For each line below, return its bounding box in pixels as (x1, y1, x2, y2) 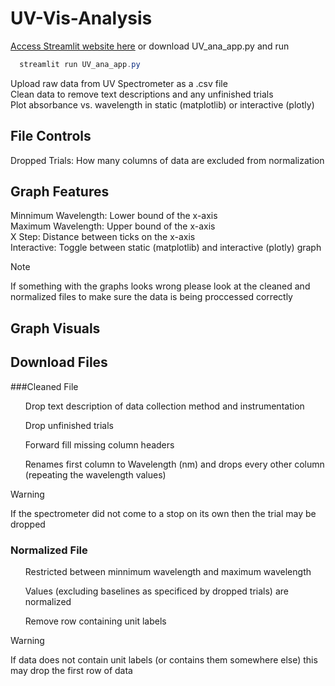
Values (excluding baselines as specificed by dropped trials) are (24, 585, 289, 597)
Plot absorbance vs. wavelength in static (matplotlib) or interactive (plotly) (10, 98, 315, 111)
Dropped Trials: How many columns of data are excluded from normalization (10, 154, 325, 166)
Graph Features (10, 183, 110, 201)
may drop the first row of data (10, 664, 133, 676)
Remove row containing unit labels (24, 615, 167, 627)
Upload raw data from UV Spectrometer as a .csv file (10, 77, 228, 89)
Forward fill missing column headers (24, 438, 175, 451)
